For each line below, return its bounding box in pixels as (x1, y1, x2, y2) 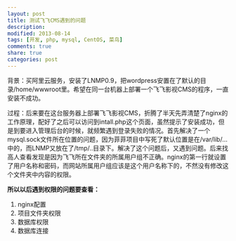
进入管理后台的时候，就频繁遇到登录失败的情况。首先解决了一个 (25, 126, 211, 134)
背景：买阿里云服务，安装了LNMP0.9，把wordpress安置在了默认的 (7, 76, 200, 84)
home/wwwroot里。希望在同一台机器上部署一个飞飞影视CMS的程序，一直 (15, 85, 229, 93)
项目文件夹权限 (17, 209, 61, 217)
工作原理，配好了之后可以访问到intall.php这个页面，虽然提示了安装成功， (7, 117, 219, 126)
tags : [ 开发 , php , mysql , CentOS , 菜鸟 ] (7, 37, 123, 44)
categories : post (7, 56, 58, 63)
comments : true (7, 43, 52, 50)
